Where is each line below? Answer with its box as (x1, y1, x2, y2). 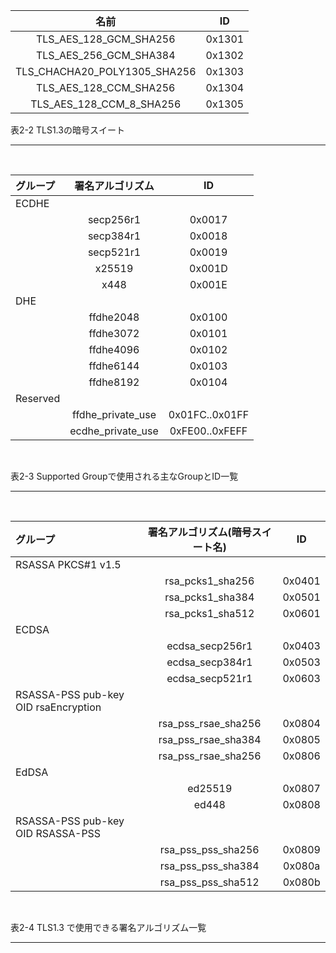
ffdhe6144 (88, 359, 140, 373)
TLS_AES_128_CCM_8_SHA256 (30, 97, 182, 111)
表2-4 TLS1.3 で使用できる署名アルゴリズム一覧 (10, 922, 207, 933)
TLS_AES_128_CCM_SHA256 (36, 81, 176, 94)
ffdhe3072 (88, 327, 140, 340)
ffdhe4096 (88, 343, 140, 356)
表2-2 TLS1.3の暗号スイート (10, 124, 125, 136)
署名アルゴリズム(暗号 (147, 525, 252, 539)
